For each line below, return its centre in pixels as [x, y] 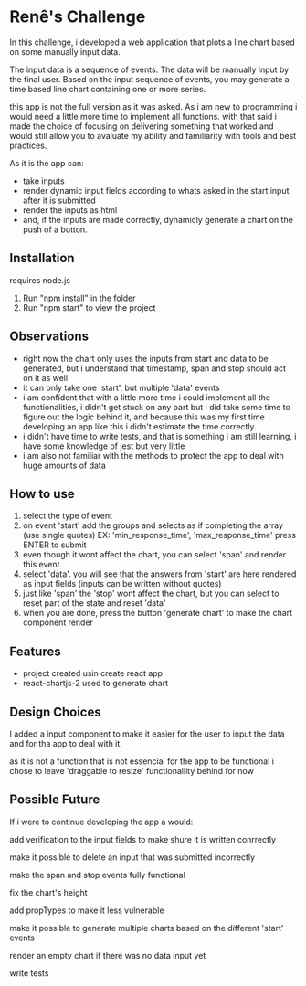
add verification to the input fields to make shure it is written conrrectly [143, 839]
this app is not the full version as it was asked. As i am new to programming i [153, 106]
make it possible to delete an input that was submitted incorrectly [132, 857]
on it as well [45, 377]
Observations [49, 337]
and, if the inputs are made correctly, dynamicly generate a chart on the [158, 219]
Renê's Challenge [78, 17]
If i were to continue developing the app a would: [101, 822]
